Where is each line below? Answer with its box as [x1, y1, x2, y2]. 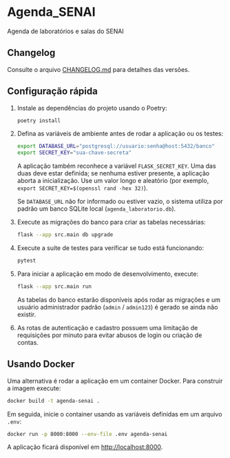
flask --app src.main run [17, 283, 92, 290]
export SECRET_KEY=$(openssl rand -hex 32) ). [17, 184, 148, 192]
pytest [17, 257, 36, 265]
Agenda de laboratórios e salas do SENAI [7, 27, 124, 35]
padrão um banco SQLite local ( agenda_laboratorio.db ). [17, 204, 176, 213]
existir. [17, 310, 36, 318]
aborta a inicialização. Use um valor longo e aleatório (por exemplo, [17, 177, 209, 185]
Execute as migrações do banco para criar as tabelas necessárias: [17, 218, 206, 227]
